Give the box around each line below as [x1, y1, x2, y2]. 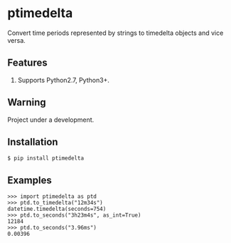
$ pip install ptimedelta [7, 155, 84, 162]
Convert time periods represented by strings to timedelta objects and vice [7, 29, 224, 37]
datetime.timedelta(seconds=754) [7, 205, 107, 213]
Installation [7, 135, 58, 148]
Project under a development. [7, 115, 95, 124]
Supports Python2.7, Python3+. [17, 76, 110, 84]
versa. [7, 36, 26, 44]
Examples [7, 174, 52, 186]
